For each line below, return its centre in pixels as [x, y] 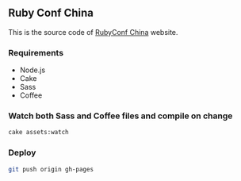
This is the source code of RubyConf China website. [93, 32]
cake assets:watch [38, 133]
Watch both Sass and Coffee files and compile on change [120, 116]
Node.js [33, 70]
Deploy [22, 152]
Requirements [36, 52]
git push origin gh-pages [51, 169]
